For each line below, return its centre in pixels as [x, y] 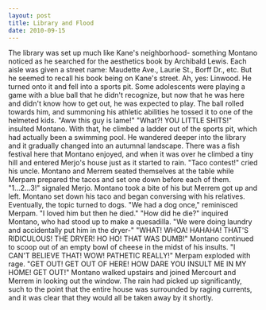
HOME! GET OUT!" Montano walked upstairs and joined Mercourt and [122, 273]
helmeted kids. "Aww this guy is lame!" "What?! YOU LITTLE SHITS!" [120, 121]
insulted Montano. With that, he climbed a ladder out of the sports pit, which [133, 129]
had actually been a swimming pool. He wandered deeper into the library [127, 138]
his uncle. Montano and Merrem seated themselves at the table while [121, 171]
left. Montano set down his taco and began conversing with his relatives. [127, 196]
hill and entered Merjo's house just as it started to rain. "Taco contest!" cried [133, 163]
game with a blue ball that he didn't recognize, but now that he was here [126, 95]
